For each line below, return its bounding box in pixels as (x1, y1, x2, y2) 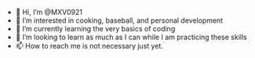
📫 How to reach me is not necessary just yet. (15, 42, 163, 50)
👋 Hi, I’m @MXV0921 (15, 8, 82, 16)
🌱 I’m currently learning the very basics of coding (15, 24, 176, 33)
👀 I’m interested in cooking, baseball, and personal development (15, 16, 224, 25)
